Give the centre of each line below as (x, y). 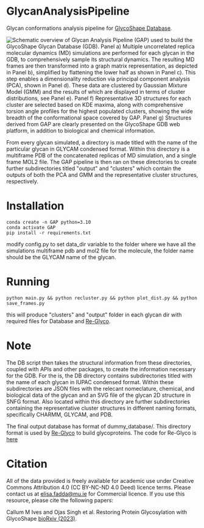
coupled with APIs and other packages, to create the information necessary (101, 369)
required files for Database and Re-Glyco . (58, 321)
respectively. (22, 181)
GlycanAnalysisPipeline (68, 11)
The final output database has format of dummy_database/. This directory (99, 426)
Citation (27, 464)
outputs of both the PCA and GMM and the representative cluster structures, (102, 174)
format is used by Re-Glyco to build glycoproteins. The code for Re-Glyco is (101, 433)
